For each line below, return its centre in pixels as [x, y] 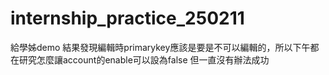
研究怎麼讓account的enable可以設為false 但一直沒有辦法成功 [144, 59]
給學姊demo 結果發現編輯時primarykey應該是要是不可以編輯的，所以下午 [160, 47]
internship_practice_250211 [127, 18]
